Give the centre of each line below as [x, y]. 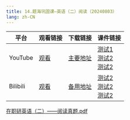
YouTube [21, 57]
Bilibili [17, 86]
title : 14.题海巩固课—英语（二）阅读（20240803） [61, 11]
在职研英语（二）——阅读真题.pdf [47, 111]
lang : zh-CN [20, 17]
